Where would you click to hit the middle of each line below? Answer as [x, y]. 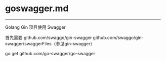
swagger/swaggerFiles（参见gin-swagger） [50, 43]
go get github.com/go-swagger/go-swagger [50, 53]
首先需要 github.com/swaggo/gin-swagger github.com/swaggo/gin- [75, 38]
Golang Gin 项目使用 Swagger [35, 27]
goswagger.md [37, 9]
